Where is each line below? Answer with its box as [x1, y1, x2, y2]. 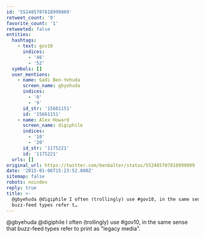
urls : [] [12, 156, 34, 162]
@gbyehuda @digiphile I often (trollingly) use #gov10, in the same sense [6, 218, 188, 226]
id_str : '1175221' [22, 145, 70, 151]
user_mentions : [12, 71, 51, 78]
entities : [6, 32, 32, 38]
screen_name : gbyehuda [22, 83, 81, 89]
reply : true [6, 185, 37, 191]
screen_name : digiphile [22, 123, 84, 129]
